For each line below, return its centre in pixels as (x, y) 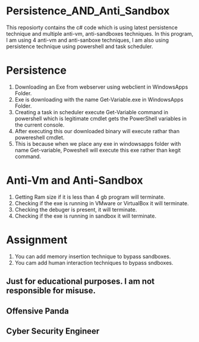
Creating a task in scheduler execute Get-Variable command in (91, 112)
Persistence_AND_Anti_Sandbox (88, 11)
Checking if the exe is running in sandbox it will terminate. (85, 216)
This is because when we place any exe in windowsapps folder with (98, 143)
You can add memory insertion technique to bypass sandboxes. (93, 256)
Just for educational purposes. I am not (80, 282)
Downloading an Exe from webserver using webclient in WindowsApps (101, 87)
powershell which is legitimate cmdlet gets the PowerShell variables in (101, 118)
